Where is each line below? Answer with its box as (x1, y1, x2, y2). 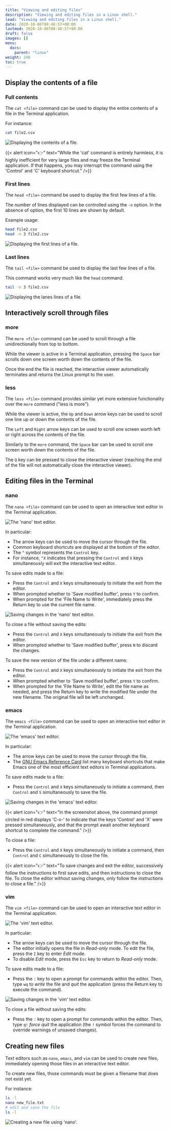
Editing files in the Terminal (5, 477, 93, 486)
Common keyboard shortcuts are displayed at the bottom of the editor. (12, 544, 160, 550)
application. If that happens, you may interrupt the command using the (5, 162, 153, 168)
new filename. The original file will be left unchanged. (12, 694, 125, 700)
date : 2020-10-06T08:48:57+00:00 (5, 21, 76, 27)
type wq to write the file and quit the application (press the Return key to (12, 981, 162, 987)
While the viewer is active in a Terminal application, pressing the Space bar (5, 350, 160, 356)
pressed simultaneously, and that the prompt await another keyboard (5, 822, 150, 828)
